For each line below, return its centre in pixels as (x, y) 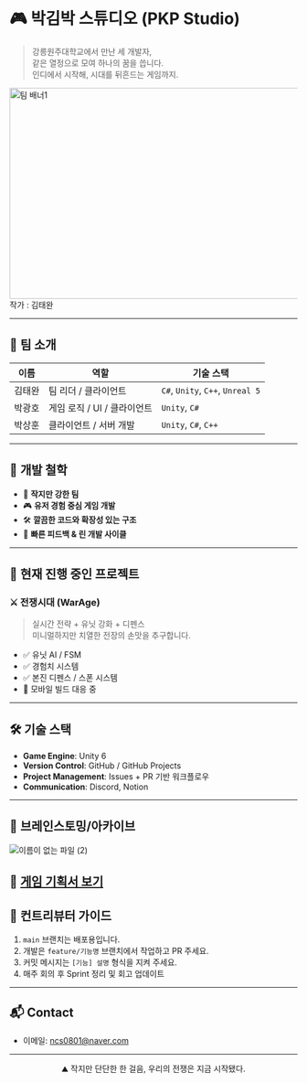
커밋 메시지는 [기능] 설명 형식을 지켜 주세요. (100, 962)
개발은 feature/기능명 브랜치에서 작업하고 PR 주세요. (116, 951)
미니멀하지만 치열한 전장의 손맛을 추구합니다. (111, 636)
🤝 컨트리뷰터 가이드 (61, 916)
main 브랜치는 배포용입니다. (71, 939)
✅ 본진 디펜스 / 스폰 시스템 (70, 678)
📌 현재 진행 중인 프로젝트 (74, 574)
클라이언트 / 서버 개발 (92, 424)
